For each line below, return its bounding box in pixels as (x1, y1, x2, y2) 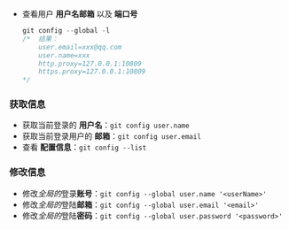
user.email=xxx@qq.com (38, 42, 122, 51)
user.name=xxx (38, 50, 90, 60)
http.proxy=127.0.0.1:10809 (38, 59, 142, 68)
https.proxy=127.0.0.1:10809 (38, 67, 146, 76)
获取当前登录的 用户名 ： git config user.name (21, 119, 190, 131)
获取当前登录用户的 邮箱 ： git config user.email (21, 131, 202, 142)
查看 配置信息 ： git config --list (21, 142, 147, 153)
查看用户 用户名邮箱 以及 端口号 (21, 9, 138, 19)
